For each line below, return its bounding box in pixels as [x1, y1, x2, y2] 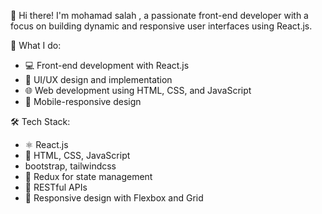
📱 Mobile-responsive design [24, 96, 142, 107]
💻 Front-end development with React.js [24, 60, 190, 71]
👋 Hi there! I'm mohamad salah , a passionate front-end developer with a [10, 10, 309, 21]
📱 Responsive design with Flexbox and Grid [24, 192, 204, 204]
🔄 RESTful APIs [24, 181, 88, 193]
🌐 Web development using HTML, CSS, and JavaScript [24, 85, 252, 96]
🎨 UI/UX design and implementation [24, 74, 173, 85]
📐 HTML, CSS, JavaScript [24, 150, 131, 161]
